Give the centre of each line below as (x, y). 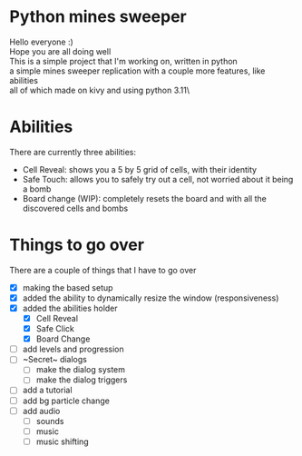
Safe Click (55, 329)
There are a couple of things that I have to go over (103, 270)
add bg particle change (66, 401)
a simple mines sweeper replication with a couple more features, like (137, 71)
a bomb (37, 189)
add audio (41, 411)
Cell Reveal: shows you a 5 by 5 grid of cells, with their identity (139, 169)
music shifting (62, 441)
